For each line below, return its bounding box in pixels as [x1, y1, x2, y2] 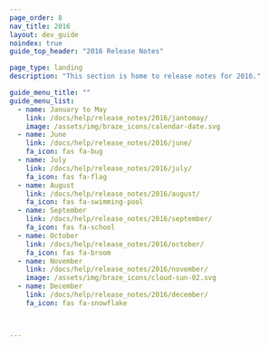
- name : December [17, 282, 83, 291]
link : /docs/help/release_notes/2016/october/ [25, 239, 205, 249]
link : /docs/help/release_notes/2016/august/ [25, 189, 201, 198]
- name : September [17, 206, 88, 216]
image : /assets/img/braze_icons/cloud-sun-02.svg [25, 274, 217, 283]
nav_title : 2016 [9, 22, 71, 31]
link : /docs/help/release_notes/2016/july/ [25, 164, 193, 173]
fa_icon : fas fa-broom [25, 248, 111, 257]
